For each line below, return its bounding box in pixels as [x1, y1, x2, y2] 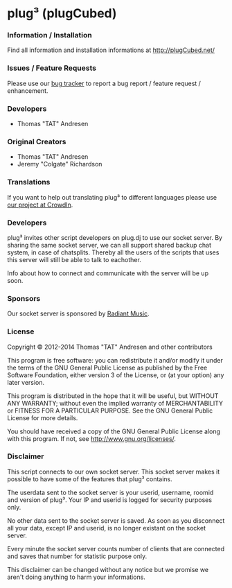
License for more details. [7, 413, 78, 422]
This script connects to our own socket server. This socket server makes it [7, 467, 220, 476]
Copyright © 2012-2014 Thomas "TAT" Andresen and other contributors [7, 343, 213, 351]
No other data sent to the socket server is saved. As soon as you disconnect [7, 516, 225, 525]
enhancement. [7, 86, 48, 95]
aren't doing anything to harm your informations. [7, 573, 145, 581]
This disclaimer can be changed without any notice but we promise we [7, 565, 209, 573]
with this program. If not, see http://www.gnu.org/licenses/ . [7, 434, 177, 442]
